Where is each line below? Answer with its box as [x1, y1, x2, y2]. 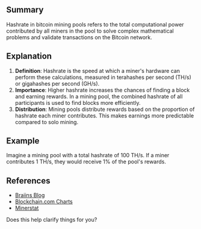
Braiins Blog [14, 192, 45, 199]
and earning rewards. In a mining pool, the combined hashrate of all [14, 93, 183, 100]
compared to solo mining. [14, 118, 79, 125]
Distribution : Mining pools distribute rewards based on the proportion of [14, 105, 195, 113]
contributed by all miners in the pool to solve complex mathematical [6, 27, 175, 34]
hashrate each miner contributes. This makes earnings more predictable [14, 111, 194, 119]
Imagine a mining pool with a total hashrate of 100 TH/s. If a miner [6, 152, 170, 159]
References [6, 175, 51, 186]
